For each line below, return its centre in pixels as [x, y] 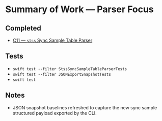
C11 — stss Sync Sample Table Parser [52, 40]
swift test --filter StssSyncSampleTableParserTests [70, 69]
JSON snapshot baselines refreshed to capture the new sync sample [85, 107]
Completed [23, 28]
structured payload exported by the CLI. [55, 113]
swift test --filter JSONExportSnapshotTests [62, 74]
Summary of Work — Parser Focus [79, 9]
